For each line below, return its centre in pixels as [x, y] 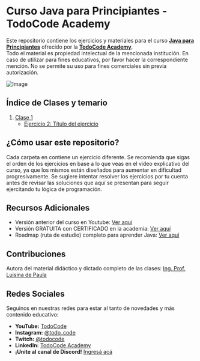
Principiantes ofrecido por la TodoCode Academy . [70, 47]
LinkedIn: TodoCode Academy [53, 345]
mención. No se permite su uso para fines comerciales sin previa [86, 66]
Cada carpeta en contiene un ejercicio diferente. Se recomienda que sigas [98, 157]
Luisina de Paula [26, 275]
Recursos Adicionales [48, 208]
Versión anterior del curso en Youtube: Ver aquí [74, 222]
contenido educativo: [32, 314]
